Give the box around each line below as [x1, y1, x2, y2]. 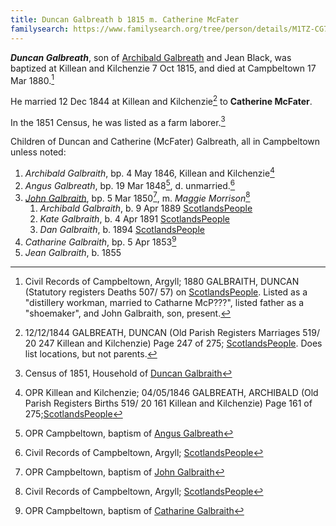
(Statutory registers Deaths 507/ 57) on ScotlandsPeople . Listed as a [24, 286, 308, 298]
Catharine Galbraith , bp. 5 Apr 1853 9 [24, 234, 177, 248]
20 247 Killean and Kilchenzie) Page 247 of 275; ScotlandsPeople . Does [24, 337, 323, 350]
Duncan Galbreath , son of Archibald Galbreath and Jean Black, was [10, 51, 292, 63]
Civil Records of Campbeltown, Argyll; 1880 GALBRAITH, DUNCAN [24, 276, 300, 288]
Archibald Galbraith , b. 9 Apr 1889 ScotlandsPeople [39, 202, 253, 215]
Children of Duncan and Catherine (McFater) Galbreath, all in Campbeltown [10, 136, 321, 148]
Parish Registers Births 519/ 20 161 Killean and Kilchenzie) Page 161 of [24, 397, 313, 410]
